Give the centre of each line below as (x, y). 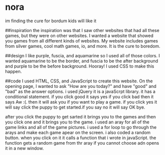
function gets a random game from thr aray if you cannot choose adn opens (82, 143)
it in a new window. (25, 148)
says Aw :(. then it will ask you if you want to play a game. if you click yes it (81, 102)
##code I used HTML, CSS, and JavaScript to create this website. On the (79, 81)
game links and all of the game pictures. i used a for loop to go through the (81, 127)
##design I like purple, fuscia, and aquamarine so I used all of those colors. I (82, 55)
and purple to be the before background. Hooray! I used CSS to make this (80, 66)
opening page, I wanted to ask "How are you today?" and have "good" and (81, 86)
